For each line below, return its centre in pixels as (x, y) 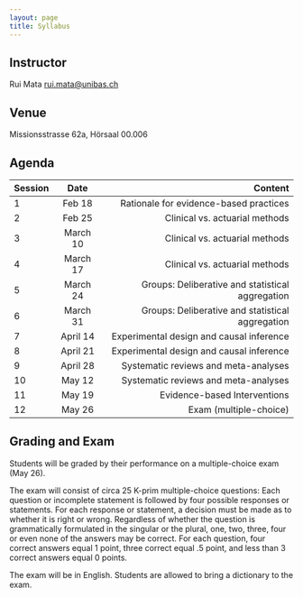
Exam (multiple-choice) (239, 409)
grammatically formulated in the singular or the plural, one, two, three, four (148, 528)
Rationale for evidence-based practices (205, 203)
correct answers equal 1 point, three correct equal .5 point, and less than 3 (147, 547)
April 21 (77, 351)
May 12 (78, 380)
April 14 (77, 336)
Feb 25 (78, 217)
